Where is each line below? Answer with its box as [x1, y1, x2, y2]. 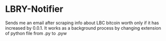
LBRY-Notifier [5, 3, 63, 15]
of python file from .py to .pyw [5, 30, 67, 36]
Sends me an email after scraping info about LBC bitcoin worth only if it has [5, 20, 160, 26]
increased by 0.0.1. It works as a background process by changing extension [5, 25, 161, 31]
